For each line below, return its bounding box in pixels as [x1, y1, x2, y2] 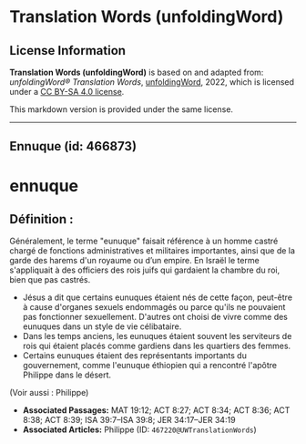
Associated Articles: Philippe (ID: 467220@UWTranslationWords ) [22, 424, 257, 435]
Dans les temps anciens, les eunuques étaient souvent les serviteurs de [22, 331, 292, 342]
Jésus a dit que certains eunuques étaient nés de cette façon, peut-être [22, 292, 293, 303]
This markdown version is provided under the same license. [9, 104, 234, 115]
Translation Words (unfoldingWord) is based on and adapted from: [9, 67, 264, 77]
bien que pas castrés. [9, 274, 91, 285]
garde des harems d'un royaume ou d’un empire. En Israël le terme [9, 255, 260, 266]
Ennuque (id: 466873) [9, 139, 138, 154]
